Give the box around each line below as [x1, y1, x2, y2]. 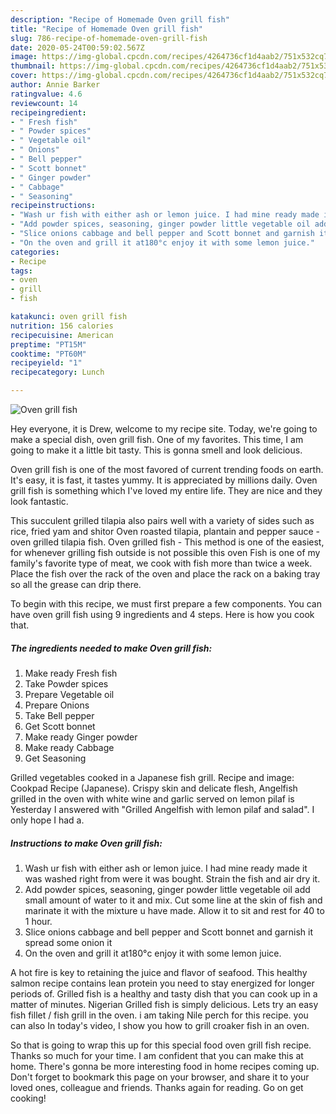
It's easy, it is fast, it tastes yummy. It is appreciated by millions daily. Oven [10, 474, 318, 486]
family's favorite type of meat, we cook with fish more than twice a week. [10, 557, 313, 569]
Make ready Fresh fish [24, 667, 118, 679]
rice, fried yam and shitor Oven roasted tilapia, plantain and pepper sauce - [10, 526, 320, 537]
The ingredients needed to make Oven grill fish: [10, 642, 213, 654]
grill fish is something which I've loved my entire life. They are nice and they [10, 485, 323, 496]
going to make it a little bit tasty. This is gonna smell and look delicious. [10, 444, 303, 456]
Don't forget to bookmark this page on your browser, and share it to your [10, 1071, 310, 1083]
